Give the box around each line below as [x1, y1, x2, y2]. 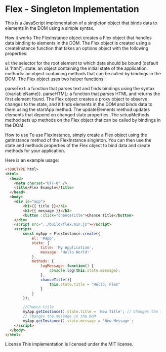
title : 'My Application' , [40, 245, 94, 250]
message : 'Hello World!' [40, 250, 92, 254]
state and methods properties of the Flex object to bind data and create [5, 142, 151, 148]
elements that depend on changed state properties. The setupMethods [5, 111, 150, 117]
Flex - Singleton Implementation [5, 3, 139, 15]
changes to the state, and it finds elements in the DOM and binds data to [5, 101, 153, 107]
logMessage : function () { [40, 263, 94, 268]
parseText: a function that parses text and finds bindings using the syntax [5, 85, 155, 91]
